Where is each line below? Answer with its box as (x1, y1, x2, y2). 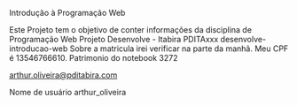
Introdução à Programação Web (9, 8, 126, 18)
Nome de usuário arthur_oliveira (9, 87, 127, 97)
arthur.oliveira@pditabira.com (9, 70, 118, 80)
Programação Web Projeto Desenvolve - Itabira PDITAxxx (9, 34, 219, 44)
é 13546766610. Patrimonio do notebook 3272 (9, 53, 179, 63)
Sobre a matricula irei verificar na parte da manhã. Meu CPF (69, 43, 289, 54)
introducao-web (9, 43, 68, 54)
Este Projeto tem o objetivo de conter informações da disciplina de (9, 25, 253, 34)
